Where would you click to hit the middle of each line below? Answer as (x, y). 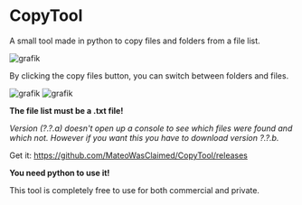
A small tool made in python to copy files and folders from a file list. (135, 41)
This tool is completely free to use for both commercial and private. (135, 190)
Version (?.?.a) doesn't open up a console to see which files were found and (151, 128)
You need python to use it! (60, 172)
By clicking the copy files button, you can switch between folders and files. (149, 75)
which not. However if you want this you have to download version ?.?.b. (144, 137)
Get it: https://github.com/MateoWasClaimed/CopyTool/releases (129, 155)
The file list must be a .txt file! (66, 110)
